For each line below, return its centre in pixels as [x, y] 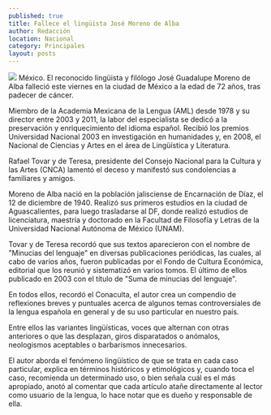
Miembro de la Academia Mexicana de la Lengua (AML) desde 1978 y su [129, 111]
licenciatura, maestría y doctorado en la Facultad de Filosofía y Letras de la [134, 220]
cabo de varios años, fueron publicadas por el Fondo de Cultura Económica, [136, 262]
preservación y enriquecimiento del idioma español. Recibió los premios [129, 128]
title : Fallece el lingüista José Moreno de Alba [94, 24]
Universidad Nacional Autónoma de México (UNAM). [97, 229]
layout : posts [32, 54]
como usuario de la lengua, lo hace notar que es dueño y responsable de [131, 395]
